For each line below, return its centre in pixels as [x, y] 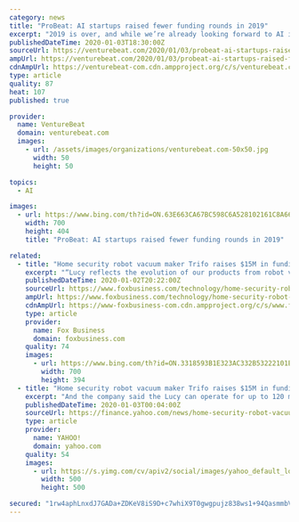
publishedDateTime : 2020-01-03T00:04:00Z [103, 405]
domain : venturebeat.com [63, 133]
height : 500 [64, 488]
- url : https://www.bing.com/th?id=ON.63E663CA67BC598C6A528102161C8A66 [155, 215]
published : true [39, 100]
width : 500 [61, 479]
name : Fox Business [69, 330]
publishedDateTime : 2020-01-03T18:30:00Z [87, 42]
